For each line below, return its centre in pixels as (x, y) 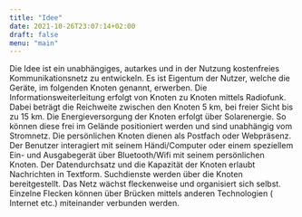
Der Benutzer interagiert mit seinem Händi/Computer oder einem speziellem (151, 146)
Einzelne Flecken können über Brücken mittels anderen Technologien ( (141, 193)
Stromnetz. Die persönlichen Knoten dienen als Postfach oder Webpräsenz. (151, 136)
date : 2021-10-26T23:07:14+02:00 (73, 26)
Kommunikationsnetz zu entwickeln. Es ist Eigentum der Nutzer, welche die (150, 79)
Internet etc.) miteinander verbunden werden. (94, 203)
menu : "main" (34, 43)
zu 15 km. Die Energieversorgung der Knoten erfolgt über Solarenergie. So (148, 117)
